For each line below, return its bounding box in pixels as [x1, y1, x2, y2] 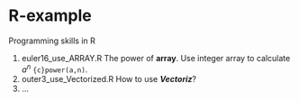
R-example [8, 5, 92, 26]
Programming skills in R [8, 35, 95, 46]
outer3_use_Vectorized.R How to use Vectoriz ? [21, 73, 197, 84]
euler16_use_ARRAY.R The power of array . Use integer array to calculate [21, 52, 291, 63]
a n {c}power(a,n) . [21, 62, 88, 75]
